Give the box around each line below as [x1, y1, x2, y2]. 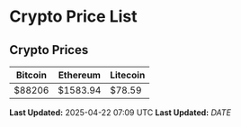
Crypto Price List [9, 6, 138, 27]
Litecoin [109, 69, 146, 81]
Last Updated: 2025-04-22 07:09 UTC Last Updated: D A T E [9, 107, 232, 118]
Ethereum [58, 69, 102, 81]
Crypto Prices [9, 42, 89, 58]
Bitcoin [15, 69, 48, 81]
